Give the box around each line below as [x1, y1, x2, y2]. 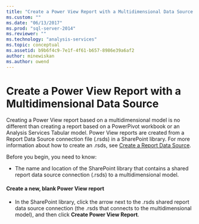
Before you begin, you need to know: [6, 153, 97, 161]
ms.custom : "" [6, 14, 42, 20]
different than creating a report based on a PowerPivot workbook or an [6, 123, 180, 130]
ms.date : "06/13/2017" [6, 20, 63, 26]
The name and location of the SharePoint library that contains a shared [14, 165, 189, 172]
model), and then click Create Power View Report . [14, 211, 139, 218]
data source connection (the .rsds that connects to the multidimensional [14, 204, 192, 211]
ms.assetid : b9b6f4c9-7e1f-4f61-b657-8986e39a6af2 [6, 48, 135, 54]
